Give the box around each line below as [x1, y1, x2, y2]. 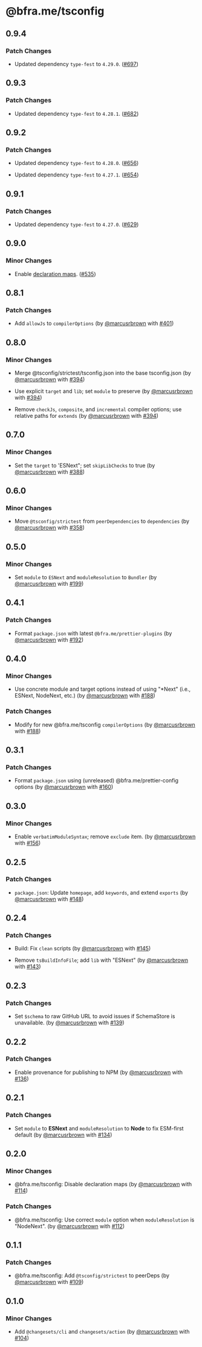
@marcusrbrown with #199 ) [14, 580, 84, 588]
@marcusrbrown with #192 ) [14, 636, 84, 643]
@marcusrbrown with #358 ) [14, 524, 85, 531]
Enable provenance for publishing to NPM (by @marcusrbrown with [14, 1069, 183, 1076]
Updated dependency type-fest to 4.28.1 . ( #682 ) [14, 110, 139, 117]
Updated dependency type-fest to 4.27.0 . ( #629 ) [14, 220, 139, 228]
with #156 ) [14, 839, 41, 847]
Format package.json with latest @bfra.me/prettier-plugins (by [14, 630, 172, 637]
